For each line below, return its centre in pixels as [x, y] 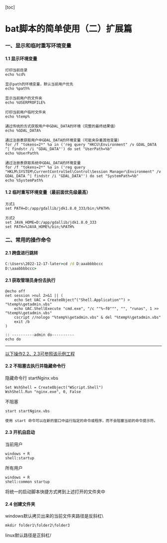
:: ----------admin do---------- [40, 335]
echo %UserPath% [22, 153]
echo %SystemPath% [24, 181]
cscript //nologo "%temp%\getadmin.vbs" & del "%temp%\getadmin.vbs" [88, 317]
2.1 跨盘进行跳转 [22, 253]
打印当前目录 [16, 70]
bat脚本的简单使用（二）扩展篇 [69, 29]
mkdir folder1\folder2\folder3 [38, 526]
